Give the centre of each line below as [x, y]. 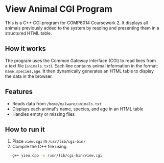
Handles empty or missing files [43, 114]
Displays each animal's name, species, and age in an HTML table [78, 109]
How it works [25, 49]
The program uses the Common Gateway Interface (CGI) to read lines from [81, 61]
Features [19, 92]
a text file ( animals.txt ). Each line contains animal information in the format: [82, 65]
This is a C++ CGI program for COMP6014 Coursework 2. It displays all [77, 23]
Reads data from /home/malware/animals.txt [57, 103]
